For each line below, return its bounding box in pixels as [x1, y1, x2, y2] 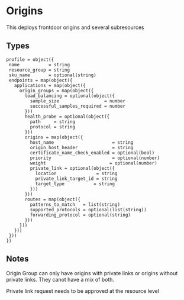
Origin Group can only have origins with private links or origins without [6, 269, 178, 276]
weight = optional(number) [30, 160, 158, 166]
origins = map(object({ [24, 134, 83, 140]
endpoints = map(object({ [8, 77, 73, 83]
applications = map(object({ [14, 82, 86, 88]
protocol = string [30, 124, 76, 130]
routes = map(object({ [24, 196, 81, 202]
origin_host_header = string [30, 144, 134, 150]
